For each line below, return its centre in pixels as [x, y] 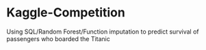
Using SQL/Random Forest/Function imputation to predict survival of [103, 32]
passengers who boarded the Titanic [58, 38]
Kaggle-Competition [66, 13]
